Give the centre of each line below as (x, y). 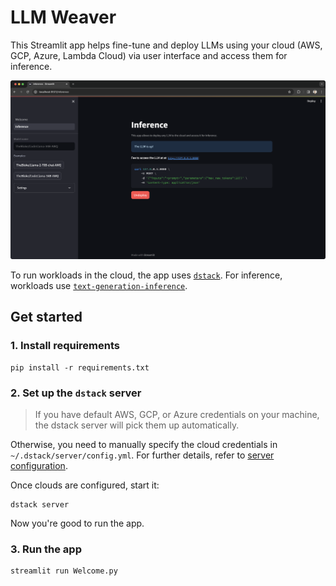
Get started (46, 317)
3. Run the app (46, 549)
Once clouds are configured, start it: (85, 485)
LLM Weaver (63, 17)
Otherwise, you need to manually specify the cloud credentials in (144, 444)
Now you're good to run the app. (77, 523)
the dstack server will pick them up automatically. (137, 425)
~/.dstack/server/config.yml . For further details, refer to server (142, 455)
